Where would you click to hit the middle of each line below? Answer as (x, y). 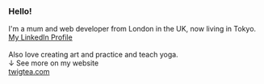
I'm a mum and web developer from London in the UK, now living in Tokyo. (132, 29)
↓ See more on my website (54, 63)
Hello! (20, 11)
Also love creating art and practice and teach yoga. (94, 55)
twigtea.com (29, 72)
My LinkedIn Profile (40, 37)
